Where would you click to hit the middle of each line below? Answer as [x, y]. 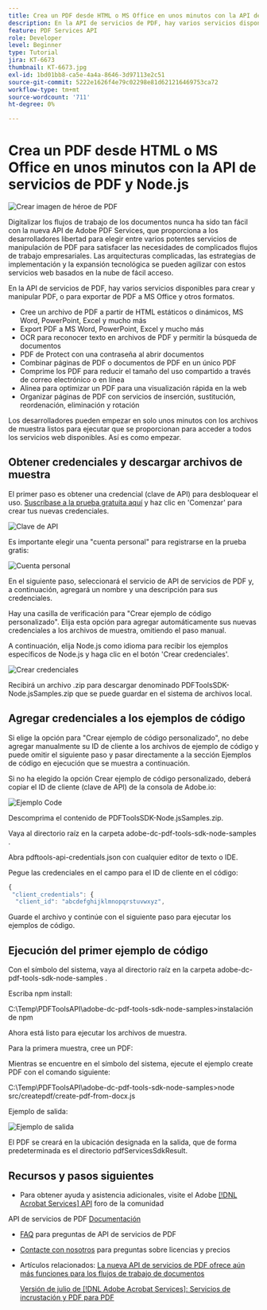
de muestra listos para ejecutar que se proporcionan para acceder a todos [130, 429]
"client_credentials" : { [52, 895]
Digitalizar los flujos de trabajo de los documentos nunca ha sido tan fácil [128, 222]
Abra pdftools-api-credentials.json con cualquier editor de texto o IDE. [123, 857]
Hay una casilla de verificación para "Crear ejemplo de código [110, 613]
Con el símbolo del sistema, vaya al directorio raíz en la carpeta [112, 970]
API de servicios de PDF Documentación [75, 1218]
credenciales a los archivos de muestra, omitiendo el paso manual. [117, 630]
